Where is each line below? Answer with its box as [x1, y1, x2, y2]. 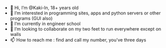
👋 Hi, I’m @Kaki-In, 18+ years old [10, 5, 79, 10]
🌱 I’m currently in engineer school [10, 20, 81, 26]
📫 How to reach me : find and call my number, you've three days [10, 37, 146, 42]
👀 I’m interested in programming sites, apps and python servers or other [10, 10, 161, 16]
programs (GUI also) [10, 15, 53, 21]
